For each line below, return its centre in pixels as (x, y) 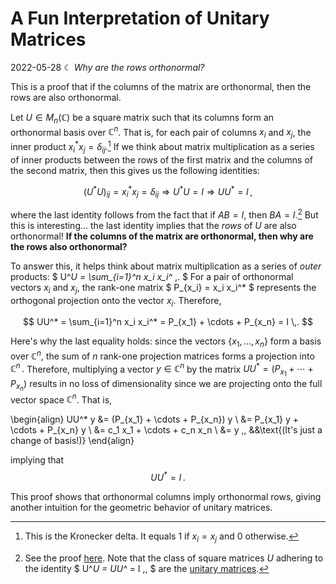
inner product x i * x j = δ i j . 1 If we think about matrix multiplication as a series (162, 147)
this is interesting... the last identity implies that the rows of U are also (153, 225)
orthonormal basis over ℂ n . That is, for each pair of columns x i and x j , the (161, 132)
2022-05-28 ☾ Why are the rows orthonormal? (107, 67)
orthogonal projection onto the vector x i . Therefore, (116, 301)
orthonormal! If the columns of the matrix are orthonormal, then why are (162, 236)
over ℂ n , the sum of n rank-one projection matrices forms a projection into (162, 355)
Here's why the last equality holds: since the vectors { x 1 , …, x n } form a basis (166, 342)
